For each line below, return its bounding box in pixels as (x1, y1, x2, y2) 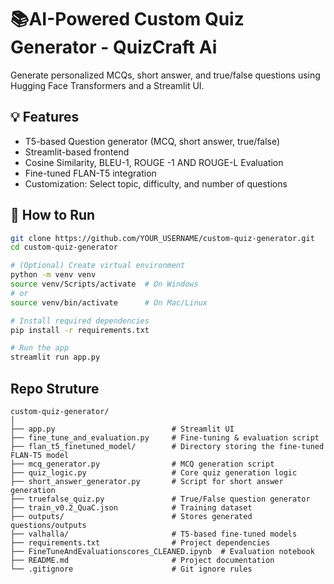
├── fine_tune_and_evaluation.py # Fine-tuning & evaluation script (10, 433, 320, 443)
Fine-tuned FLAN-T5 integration (24, 167, 157, 179)
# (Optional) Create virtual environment (10, 261, 186, 271)
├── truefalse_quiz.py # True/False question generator (10, 494, 311, 504)
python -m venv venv (10, 270, 97, 280)
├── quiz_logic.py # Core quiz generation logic (10, 468, 298, 478)
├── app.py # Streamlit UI (10, 424, 235, 434)
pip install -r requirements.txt (10, 325, 150, 335)
